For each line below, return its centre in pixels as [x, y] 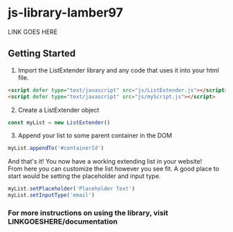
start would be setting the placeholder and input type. [84, 176]
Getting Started [42, 54]
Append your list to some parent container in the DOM [95, 135]
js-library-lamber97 [66, 13]
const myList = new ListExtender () [59, 122]
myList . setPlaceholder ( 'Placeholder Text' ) [72, 189]
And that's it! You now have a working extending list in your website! [105, 162]
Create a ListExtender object [58, 110]
